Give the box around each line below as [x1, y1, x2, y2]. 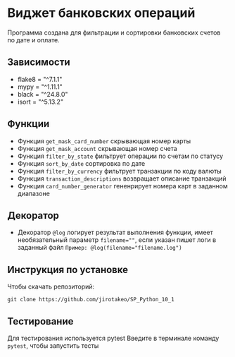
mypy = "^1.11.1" [17, 83, 63, 91]
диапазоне [17, 189, 51, 198]
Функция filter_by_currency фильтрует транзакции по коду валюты [17, 167, 222, 175]
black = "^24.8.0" [17, 90, 68, 98]
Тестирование [7, 315, 74, 327]
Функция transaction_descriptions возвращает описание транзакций [17, 174, 227, 183]
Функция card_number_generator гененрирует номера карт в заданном [17, 181, 229, 190]
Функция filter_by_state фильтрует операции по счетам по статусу [17, 152, 224, 160]
